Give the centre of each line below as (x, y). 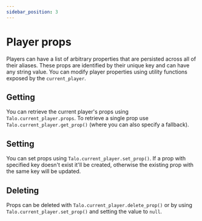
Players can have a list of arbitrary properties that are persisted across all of (101, 59)
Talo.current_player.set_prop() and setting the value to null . (84, 211)
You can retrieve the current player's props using (68, 112)
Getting (21, 97)
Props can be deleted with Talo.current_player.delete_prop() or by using (99, 205)
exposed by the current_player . (46, 78)
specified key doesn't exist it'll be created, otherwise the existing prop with (100, 165)
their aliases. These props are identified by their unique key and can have (98, 65)
